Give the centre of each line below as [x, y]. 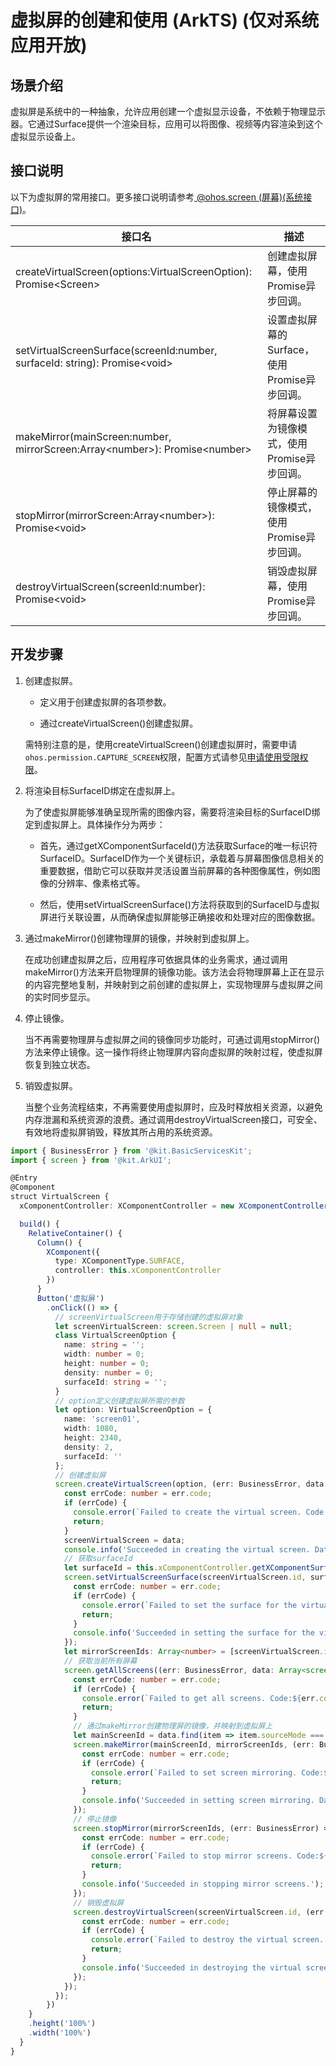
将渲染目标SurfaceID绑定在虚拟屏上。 [102, 790]
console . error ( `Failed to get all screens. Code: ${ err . [200, 1698]
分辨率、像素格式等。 [101, 883]
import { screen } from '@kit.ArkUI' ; [91, 1160]
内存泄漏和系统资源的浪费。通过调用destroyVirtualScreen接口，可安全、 [173, 1119]
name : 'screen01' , [102, 1419]
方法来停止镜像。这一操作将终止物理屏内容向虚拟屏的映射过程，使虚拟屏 [173, 1052]
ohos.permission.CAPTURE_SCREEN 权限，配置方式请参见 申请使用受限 [162, 757]
